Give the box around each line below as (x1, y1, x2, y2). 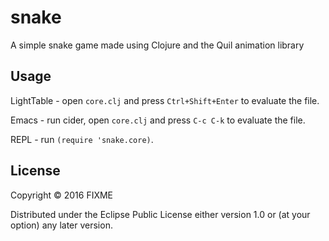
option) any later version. (10, 219, 113, 231)
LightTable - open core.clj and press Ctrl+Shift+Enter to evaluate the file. (10, 94, 320, 106)
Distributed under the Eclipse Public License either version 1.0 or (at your (10, 208, 311, 220)
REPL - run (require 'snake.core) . (10, 133, 154, 145)
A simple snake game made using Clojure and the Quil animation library (10, 39, 305, 51)
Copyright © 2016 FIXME (10, 189, 114, 201)
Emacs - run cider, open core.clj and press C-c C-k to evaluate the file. (10, 114, 306, 126)
